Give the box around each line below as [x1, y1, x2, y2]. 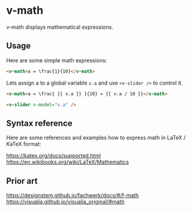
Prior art [6, 176, 38, 186]
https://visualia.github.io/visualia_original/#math [6, 198, 125, 205]
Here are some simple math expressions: [6, 56, 107, 64]
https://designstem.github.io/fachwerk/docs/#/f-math [6, 192, 139, 198]
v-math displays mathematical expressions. [6, 23, 113, 31]
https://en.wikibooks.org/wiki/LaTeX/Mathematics [6, 158, 129, 165]
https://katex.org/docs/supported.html [6, 152, 101, 159]
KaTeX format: [6, 140, 41, 147]
